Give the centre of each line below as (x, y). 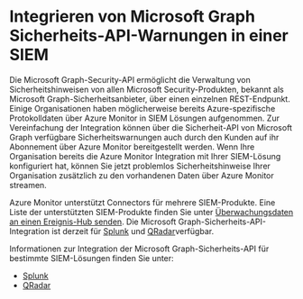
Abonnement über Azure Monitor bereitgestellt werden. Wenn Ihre (132, 147)
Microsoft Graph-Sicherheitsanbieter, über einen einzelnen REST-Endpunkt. (150, 99)
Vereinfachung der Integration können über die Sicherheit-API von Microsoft (151, 127)
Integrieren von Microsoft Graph (132, 17)
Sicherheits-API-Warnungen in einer (149, 36)
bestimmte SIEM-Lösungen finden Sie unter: (92, 258)
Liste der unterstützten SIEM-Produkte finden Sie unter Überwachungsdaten (151, 212)
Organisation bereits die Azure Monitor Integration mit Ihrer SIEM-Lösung (145, 156)
